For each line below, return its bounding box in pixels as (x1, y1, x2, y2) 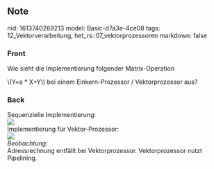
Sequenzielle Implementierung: (7, 111, 97, 119)
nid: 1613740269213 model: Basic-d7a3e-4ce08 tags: (7, 24, 160, 32)
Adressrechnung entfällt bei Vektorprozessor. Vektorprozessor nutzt (7, 147, 203, 155)
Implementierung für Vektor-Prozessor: (7, 125, 120, 134)
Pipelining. (7, 154, 38, 162)
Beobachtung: (7, 139, 48, 148)
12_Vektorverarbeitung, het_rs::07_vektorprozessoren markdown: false (7, 31, 207, 39)
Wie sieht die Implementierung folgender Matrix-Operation (7, 64, 175, 73)
